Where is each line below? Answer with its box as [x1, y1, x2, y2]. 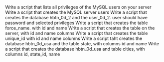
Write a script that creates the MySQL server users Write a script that [5, 9, 147, 15]
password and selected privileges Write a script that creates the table [5, 20, 148, 26]
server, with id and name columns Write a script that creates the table [5, 31, 148, 36]
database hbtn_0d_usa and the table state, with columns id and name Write [5, 41, 160, 46]
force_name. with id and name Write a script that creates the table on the [5, 25, 155, 31]
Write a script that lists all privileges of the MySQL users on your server [5, 4, 152, 10]
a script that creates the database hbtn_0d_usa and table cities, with [5, 46, 145, 52]
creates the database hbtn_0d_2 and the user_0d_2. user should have [5, 15, 148, 20]
